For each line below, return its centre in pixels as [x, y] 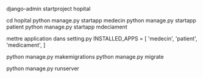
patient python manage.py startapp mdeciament [67, 27]
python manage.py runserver [43, 68]
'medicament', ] [26, 45]
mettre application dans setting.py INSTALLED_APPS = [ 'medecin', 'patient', [102, 38]
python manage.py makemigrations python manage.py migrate [85, 57]
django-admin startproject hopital [48, 9]
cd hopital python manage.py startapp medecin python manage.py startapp [101, 20]
